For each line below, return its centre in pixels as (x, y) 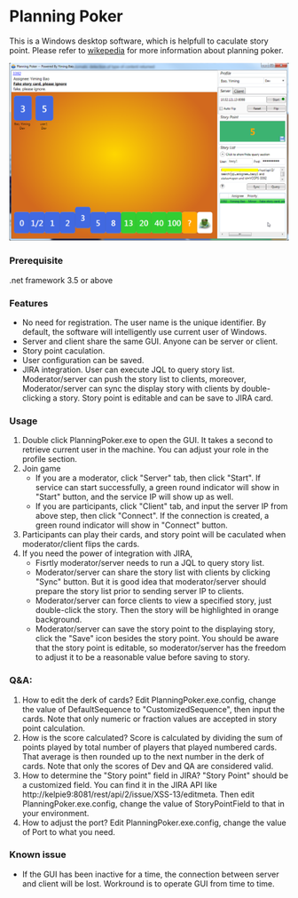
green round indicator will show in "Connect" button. (131, 525)
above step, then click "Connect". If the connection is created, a (152, 516)
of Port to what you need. (68, 831)
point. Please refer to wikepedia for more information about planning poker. (146, 50)
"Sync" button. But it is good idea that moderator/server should (151, 582)
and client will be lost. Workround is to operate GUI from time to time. (148, 883)
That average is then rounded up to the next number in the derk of (143, 756)
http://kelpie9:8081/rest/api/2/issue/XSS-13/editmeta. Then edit (138, 794)
